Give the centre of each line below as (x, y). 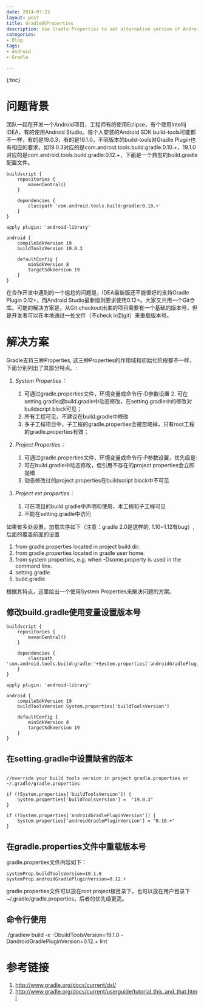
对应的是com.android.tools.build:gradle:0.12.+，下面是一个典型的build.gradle (102, 155)
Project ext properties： (45, 493)
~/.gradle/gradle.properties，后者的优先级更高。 (67, 899)
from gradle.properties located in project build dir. (77, 546)
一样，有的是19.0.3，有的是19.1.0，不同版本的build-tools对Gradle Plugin (101, 139)
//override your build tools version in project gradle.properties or (97, 779)
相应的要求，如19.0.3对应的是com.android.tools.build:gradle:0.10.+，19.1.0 (104, 147)
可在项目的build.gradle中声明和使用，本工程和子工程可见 (95, 506)
